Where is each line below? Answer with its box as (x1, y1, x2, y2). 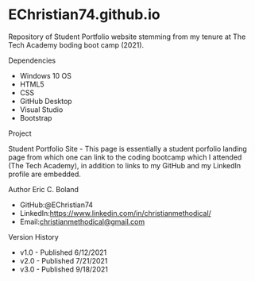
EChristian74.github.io (8, 6, 160, 24)
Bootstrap (19, 113, 52, 122)
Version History (8, 232, 60, 241)
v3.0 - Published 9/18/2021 (19, 264, 109, 274)
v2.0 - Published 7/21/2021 (19, 256, 108, 265)
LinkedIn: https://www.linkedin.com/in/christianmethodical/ (19, 208, 212, 217)
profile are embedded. (8, 169, 82, 179)
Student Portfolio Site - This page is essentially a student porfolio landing (8, 144, 248, 153)
